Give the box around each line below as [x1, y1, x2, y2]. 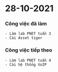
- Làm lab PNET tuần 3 [5, 31, 51, 36]
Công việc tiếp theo [5, 47, 53, 54]
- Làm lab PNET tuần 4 [5, 58, 51, 63]
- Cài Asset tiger [5, 36, 42, 40]
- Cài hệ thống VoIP [5, 62, 47, 67]
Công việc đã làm [5, 20, 47, 27]
